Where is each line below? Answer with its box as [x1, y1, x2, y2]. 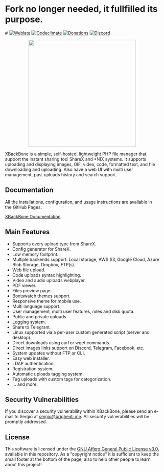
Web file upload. [12, 267, 46, 273]
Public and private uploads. [12, 313, 68, 319]
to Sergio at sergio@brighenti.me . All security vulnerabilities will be [14, 414, 150, 420]
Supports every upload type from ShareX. [12, 241, 96, 247]
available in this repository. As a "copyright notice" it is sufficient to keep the [5, 451, 159, 457]
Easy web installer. [12, 355, 50, 361]
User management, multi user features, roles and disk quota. [12, 308, 135, 314]
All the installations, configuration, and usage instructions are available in [5, 199, 153, 205]
